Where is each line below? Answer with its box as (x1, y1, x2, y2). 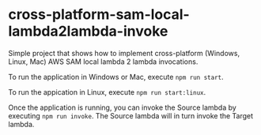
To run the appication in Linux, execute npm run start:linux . (8, 87, 206, 96)
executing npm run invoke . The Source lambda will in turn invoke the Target (8, 111, 254, 120)
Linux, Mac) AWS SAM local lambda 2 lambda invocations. (8, 57, 199, 66)
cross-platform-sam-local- (8, 6, 190, 24)
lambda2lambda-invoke (8, 22, 168, 40)
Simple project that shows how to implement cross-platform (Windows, (8, 48, 240, 58)
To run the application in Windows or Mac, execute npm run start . (8, 72, 224, 81)
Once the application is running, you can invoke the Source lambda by (8, 103, 237, 112)
